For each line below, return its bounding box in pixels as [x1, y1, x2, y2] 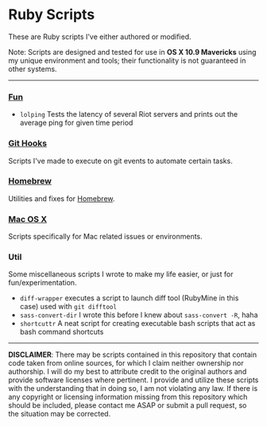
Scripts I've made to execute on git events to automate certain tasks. [8, 156, 233, 165]
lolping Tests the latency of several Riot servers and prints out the [19, 110, 238, 119]
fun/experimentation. [8, 278, 77, 288]
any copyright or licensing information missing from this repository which [8, 392, 248, 402]
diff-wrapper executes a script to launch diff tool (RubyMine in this [19, 293, 239, 303]
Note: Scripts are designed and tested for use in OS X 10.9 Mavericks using [8, 47, 257, 56]
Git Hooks [8, 137, 48, 149]
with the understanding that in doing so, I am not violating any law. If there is [8, 384, 258, 393]
